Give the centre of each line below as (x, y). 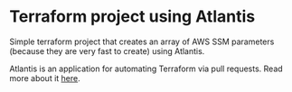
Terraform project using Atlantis (132, 17)
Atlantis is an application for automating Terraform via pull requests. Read (146, 69)
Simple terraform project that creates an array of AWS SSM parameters (142, 41)
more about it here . (45, 78)
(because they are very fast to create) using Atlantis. (107, 51)
